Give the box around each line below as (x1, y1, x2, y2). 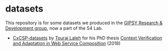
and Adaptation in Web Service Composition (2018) (12, 40, 121, 46)
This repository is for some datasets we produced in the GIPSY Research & (5, 20, 163, 26)
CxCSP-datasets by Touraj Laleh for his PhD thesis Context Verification (12, 35, 162, 41)
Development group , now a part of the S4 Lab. (5, 25, 103, 31)
